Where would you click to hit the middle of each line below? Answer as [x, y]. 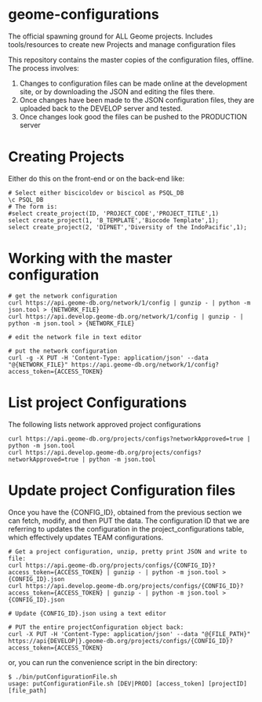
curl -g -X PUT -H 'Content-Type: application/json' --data [109, 358]
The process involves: [44, 68]
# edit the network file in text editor [75, 337]
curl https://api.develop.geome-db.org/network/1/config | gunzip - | [126, 316]
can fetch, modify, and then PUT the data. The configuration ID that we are [129, 521]
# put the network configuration [63, 351]
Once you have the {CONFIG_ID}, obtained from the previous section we [125, 512]
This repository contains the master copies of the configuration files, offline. [131, 60]
